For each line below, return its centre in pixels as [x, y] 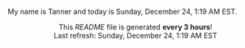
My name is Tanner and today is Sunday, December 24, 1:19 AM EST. [122, 12]
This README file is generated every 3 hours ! [135, 27]
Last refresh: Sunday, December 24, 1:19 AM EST [135, 36]
